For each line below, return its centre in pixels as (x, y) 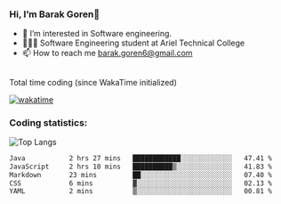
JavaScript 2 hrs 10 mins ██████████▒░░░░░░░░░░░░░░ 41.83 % (141, 167)
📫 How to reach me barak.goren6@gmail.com (107, 53)
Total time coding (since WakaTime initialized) (93, 82)
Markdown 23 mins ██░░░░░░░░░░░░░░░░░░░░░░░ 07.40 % (141, 175)
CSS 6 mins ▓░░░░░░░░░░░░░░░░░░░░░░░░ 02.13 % (141, 183)
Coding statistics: (48, 122)
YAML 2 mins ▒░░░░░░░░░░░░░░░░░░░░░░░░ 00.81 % (141, 192)
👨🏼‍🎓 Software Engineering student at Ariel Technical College (133, 43)
